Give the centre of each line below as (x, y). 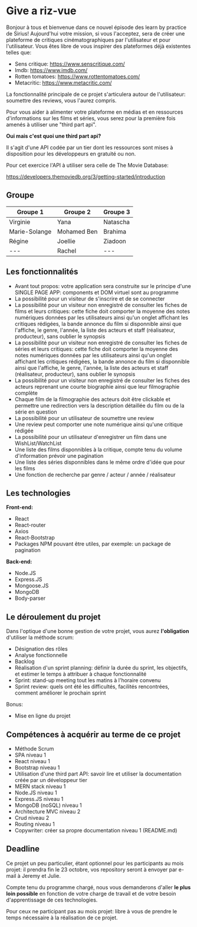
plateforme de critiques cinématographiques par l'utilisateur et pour (88, 40)
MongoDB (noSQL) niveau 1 (48, 805)
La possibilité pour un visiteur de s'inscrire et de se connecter (90, 298)
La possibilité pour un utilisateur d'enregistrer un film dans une (91, 437)
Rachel (67, 251)
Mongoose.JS (32, 586)
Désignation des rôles (41, 649)
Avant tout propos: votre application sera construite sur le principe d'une (103, 286)
